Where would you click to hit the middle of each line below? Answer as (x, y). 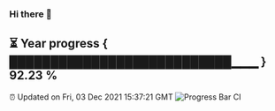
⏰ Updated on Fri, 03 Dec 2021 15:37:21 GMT (92, 97)
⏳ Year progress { (59, 44)
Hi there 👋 (31, 14)
